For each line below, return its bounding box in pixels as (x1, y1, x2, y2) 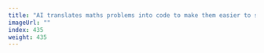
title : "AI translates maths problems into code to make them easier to (8, 11, 251, 19)
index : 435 (8, 26, 44, 34)
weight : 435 (8, 33, 47, 41)
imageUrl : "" (8, 19, 51, 26)
